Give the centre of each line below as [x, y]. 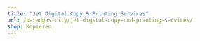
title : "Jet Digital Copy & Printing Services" [78, 14]
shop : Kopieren [29, 26]
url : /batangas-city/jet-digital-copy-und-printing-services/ [100, 20]
